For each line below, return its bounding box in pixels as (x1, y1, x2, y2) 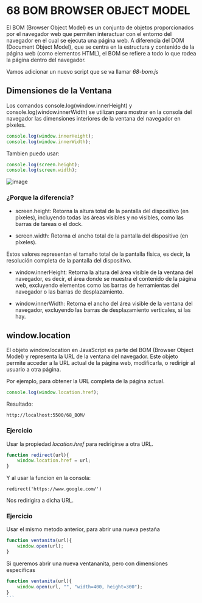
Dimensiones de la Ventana (6, 86, 113, 96)
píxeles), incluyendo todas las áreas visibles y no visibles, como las (15, 214, 184, 221)
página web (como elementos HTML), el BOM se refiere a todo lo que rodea (6, 49, 197, 57)
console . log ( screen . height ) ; (6, 161, 80, 167)
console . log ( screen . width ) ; (6, 167, 78, 174)
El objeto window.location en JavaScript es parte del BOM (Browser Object (6, 347, 193, 354)
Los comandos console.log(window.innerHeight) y (6, 102, 133, 109)
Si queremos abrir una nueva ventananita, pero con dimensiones (6, 560, 169, 567)
